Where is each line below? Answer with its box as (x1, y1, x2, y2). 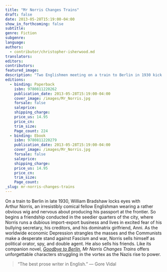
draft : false (5, 12, 32, 17)
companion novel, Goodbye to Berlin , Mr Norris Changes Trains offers (5, 246, 149, 252)
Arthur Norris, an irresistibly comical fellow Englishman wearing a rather (5, 203, 153, 209)
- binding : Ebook (9, 133, 46, 138)
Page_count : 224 (14, 128, 48, 133)
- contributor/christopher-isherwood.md (9, 49, 95, 54)
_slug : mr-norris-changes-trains (5, 184, 75, 189)
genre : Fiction (5, 31, 37, 36)
